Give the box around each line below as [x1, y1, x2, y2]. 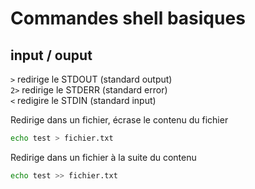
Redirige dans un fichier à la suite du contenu [10, 151, 197, 163]
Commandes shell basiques [10, 7, 246, 30]
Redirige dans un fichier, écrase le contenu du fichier [10, 114, 229, 126]
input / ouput [10, 47, 93, 64]
